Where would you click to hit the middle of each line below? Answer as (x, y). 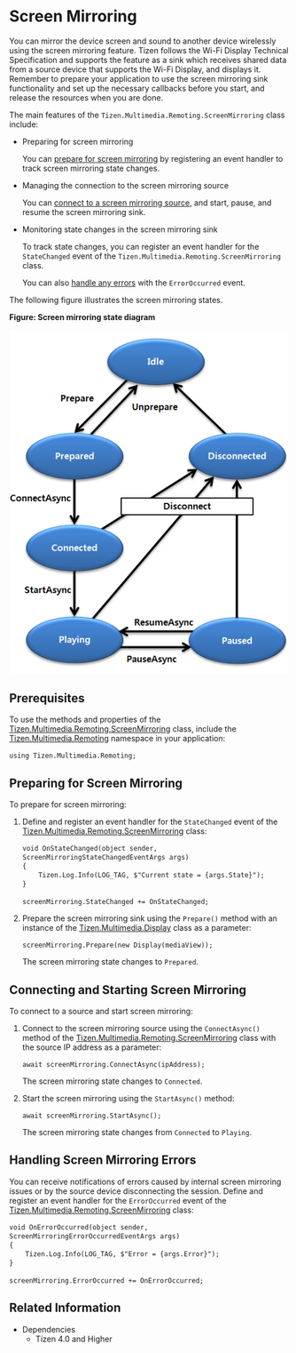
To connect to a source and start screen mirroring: (101, 1011)
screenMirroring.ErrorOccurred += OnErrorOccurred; (106, 1281)
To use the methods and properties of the (85, 720)
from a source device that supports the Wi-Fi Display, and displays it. (135, 69)
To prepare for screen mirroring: (68, 805)
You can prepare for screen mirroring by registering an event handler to (152, 158)
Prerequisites (47, 698)
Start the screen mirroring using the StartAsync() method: (128, 1098)
